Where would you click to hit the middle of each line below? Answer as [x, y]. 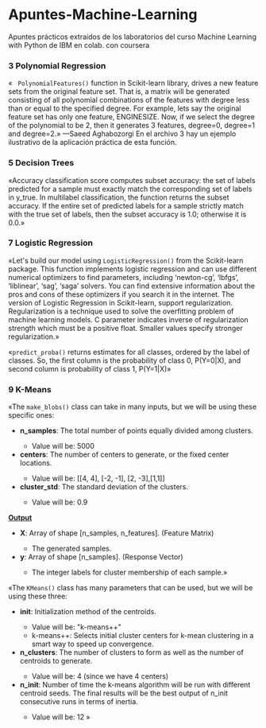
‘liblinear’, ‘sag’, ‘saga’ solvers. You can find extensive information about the [132, 286]
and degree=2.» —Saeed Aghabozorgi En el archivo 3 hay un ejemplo [122, 134]
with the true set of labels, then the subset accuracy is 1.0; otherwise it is [127, 214]
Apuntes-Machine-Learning [103, 15]
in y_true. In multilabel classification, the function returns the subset [119, 197]
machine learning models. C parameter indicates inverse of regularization [128, 319]
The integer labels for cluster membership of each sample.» [129, 572]
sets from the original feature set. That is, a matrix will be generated [119, 91]
